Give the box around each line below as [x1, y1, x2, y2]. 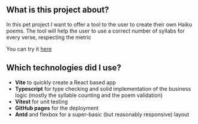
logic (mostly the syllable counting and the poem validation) [14, 91, 163, 99]
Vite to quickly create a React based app [14, 78, 116, 86]
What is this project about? [6, 5, 109, 15]
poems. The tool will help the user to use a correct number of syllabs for [6, 27, 185, 34]
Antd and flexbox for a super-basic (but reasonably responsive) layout [14, 111, 190, 118]
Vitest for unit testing [14, 98, 68, 105]
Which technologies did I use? [6, 63, 122, 73]
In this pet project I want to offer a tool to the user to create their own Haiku [6, 20, 193, 28]
